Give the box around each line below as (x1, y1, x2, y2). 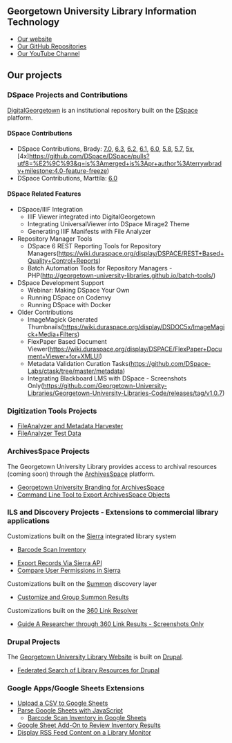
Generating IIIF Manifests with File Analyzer (27, 227, 152, 235)
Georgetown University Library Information (7, 6, 197, 17)
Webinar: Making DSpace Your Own (27, 286, 130, 294)
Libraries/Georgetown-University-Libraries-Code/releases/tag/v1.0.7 (27, 389, 223, 397)
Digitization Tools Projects (7, 406, 97, 416)
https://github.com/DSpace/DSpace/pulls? (28, 152, 150, 160)
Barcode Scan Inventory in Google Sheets (27, 714, 147, 722)
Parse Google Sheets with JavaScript (17, 706, 123, 715)
